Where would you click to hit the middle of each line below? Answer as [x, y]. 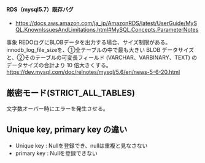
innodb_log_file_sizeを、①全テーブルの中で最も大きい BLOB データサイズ [100, 50]
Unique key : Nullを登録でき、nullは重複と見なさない [81, 145]
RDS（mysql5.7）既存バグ [40, 9]
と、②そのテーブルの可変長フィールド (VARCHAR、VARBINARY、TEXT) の [102, 57]
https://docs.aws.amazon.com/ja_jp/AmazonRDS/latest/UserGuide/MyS [106, 23]
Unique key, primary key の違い [67, 130]
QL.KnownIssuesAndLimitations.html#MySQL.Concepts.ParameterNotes [107, 30]
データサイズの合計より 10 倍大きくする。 [59, 65]
